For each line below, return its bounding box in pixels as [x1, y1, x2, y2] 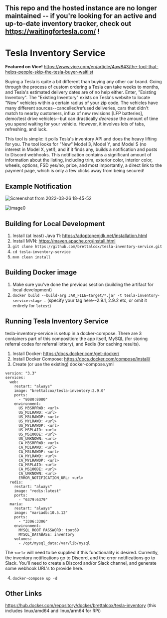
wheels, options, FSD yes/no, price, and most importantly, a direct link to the [5, 162, 162, 168]
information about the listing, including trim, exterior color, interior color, [5, 157, 153, 163]
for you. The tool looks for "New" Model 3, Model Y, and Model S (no [5, 141, 147, 147]
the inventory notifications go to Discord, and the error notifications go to [5, 555, 156, 561]
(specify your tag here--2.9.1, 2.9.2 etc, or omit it [47, 297, 147, 303]
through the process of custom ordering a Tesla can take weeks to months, [5, 84, 160, 90]
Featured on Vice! [5, 64, 43, 70]
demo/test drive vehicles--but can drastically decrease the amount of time [5, 116, 159, 122]
